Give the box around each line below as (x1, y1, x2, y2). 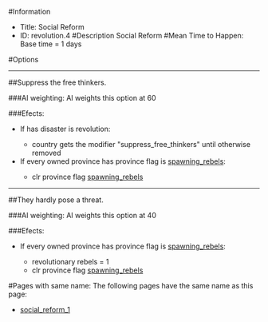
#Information (8, 7, 51, 16)
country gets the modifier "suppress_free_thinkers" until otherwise (31, 140, 251, 149)
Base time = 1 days (19, 39, 82, 49)
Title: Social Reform (19, 22, 85, 31)
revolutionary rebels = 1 (31, 257, 109, 266)
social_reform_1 (19, 305, 70, 314)
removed (31, 148, 61, 157)
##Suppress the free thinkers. (8, 78, 107, 87)
